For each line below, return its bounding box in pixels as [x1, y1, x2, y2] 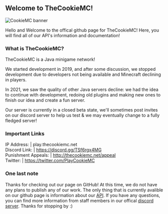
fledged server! [5, 118, 37, 124]
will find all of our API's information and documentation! [5, 32, 120, 38]
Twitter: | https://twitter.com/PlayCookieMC [5, 158, 95, 164]
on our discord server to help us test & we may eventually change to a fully [5, 113, 160, 119]
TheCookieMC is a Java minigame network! [5, 56, 95, 62]
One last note [5, 170, 39, 177]
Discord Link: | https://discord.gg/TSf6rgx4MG [5, 147, 102, 153]
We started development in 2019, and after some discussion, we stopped [5, 66, 156, 72]
